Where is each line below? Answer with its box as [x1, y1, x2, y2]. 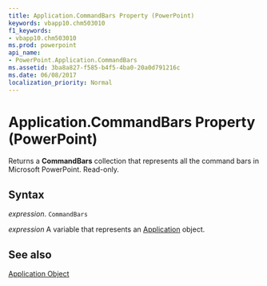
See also [8, 248, 52, 261]
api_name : [8, 49, 42, 57]
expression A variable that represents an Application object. [8, 224, 205, 234]
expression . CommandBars [8, 209, 88, 219]
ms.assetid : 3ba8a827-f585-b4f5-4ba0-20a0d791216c [8, 64, 181, 72]
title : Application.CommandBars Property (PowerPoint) [8, 11, 195, 20]
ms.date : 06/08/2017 [8, 71, 78, 79]
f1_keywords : [8, 26, 52, 34]
